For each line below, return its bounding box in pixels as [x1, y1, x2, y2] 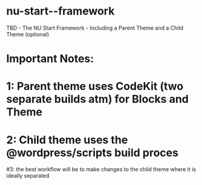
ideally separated [6, 172, 50, 180]
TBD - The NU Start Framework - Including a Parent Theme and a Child [6, 24, 183, 31]
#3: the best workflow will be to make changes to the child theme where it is [6, 166, 197, 173]
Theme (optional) [6, 30, 50, 37]
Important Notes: [6, 52, 94, 66]
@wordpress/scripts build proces [6, 146, 178, 160]
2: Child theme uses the [6, 133, 128, 146]
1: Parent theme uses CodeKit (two [6, 80, 184, 93]
